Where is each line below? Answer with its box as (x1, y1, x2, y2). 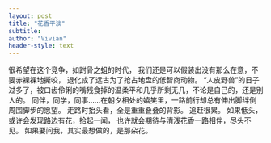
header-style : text (8, 42, 74, 50)
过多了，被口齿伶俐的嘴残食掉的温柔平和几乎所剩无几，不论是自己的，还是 (8, 86, 256, 95)
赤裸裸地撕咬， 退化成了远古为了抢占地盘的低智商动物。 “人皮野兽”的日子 (15, 75, 260, 85)
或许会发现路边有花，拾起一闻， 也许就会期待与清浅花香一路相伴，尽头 (8, 116, 244, 125)
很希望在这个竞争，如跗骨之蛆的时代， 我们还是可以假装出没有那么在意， (8, 65, 252, 75)
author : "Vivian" (8, 34, 67, 43)
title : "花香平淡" (8, 19, 66, 27)
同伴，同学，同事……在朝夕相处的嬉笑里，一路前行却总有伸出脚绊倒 (31, 95, 257, 105)
